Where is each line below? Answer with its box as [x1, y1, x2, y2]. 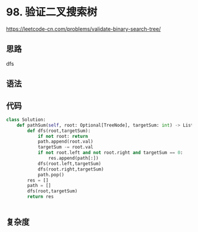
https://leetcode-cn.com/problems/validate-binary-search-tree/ [6, 25, 161, 33]
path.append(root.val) [37, 138, 94, 145]
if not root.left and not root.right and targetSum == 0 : [37, 150, 183, 156]
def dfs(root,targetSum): [27, 128, 91, 134]
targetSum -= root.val [37, 144, 94, 150]
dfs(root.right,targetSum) [37, 166, 104, 172]
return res [27, 194, 54, 200]
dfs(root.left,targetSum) [37, 160, 101, 166]
